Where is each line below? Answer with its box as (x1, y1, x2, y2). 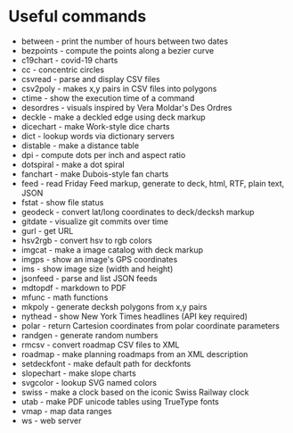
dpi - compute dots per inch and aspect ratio (20, 149, 186, 160)
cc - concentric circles (20, 64, 104, 75)
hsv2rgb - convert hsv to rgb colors (20, 235, 152, 246)
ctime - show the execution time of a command (20, 92, 195, 104)
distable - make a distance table (20, 140, 140, 151)
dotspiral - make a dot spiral (20, 159, 126, 170)
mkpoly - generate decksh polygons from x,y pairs (20, 301, 208, 312)
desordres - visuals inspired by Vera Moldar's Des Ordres (20, 102, 232, 112)
